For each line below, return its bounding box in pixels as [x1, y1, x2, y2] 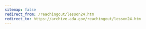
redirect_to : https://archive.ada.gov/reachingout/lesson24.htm [4, 16, 141, 21]
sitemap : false [4, 7, 36, 12]
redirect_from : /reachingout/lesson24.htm [4, 12, 94, 17]
